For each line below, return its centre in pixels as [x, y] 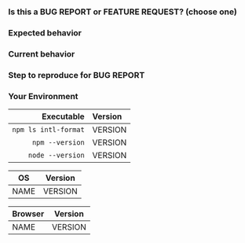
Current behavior [42, 53]
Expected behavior [45, 32]
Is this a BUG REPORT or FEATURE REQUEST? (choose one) [122, 12]
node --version [56, 155]
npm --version [58, 142]
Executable [63, 116]
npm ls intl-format [48, 129]
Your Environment [43, 96]
